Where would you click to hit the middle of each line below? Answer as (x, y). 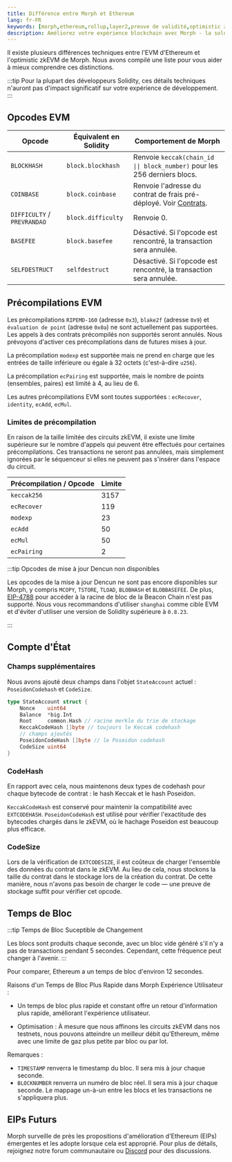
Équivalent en (96, 137)
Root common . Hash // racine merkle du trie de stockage (108, 721)
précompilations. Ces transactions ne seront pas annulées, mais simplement (116, 452)
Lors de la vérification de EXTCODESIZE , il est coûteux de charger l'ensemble (114, 862)
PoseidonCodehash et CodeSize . (50, 689)
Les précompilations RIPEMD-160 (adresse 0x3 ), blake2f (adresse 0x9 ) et (108, 319)
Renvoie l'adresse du (167, 186)
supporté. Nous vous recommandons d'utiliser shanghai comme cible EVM (113, 604)
